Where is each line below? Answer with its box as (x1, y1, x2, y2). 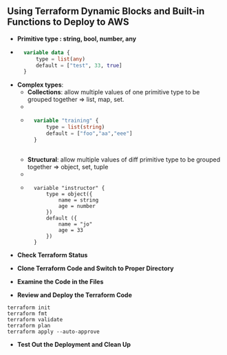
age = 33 (58, 226, 84, 233)
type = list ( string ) (45, 124, 105, 131)
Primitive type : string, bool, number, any (17, 34, 136, 43)
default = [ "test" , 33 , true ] (35, 62, 122, 69)
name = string (58, 196, 99, 204)
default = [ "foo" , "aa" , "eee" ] (45, 130, 133, 137)
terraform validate (7, 316, 63, 323)
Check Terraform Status (17, 250, 88, 259)
